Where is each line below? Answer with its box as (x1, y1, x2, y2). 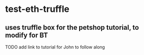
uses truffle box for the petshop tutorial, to (5, 23, 140, 32)
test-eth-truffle (5, 3, 70, 15)
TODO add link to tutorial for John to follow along (5, 44, 105, 50)
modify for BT (5, 31, 48, 39)
